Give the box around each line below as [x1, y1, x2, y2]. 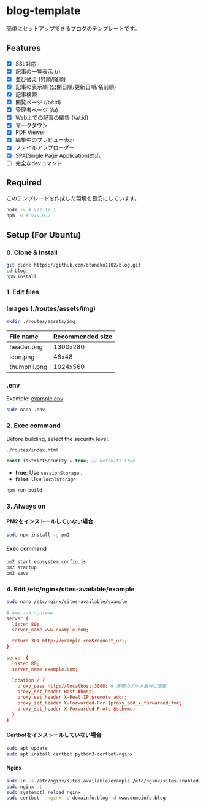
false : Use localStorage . [15, 475, 79, 483]
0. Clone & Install [6, 248, 58, 257]
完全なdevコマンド [15, 159, 63, 166]
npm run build [6, 487, 43, 493]
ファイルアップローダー [15, 144, 75, 151]
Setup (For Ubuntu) [6, 230, 82, 240]
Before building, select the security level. [6, 435, 110, 443]
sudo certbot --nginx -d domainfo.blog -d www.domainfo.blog [6, 795, 166, 801]
